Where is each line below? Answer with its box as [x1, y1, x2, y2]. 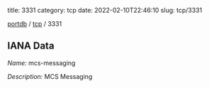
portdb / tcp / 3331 [7, 20, 62, 27]
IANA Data [7, 40, 55, 52]
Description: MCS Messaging [7, 72, 93, 80]
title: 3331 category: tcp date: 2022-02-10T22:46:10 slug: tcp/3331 [7, 6, 203, 14]
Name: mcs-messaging [7, 58, 76, 67]
